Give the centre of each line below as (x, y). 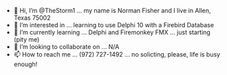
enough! (25, 64)
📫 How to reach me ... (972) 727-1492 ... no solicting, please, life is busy (117, 54)
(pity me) (26, 40)
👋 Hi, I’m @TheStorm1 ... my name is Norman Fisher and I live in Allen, (112, 11)
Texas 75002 (32, 18)
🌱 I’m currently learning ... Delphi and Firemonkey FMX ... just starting (112, 32)
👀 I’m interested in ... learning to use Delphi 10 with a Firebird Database (114, 25)
